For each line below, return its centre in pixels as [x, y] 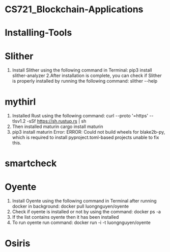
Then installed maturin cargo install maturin [58, 127]
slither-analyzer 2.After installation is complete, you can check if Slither [87, 75]
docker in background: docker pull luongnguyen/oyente [70, 206]
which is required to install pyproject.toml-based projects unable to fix [86, 137]
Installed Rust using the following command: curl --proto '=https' [80, 116]
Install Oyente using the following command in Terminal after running [84, 201]
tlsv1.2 [19, 121]
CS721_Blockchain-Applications [74, 9]
